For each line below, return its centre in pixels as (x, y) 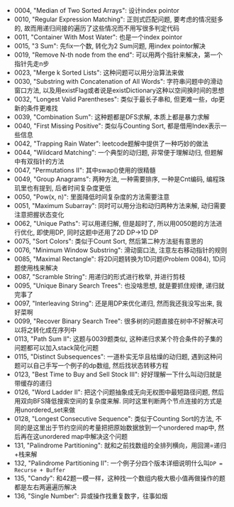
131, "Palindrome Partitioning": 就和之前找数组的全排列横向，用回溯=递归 (120, 445)
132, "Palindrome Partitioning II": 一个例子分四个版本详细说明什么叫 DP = (118, 463)
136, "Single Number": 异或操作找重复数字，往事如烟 (91, 496)
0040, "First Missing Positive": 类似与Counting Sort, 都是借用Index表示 (117, 126)
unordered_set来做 (48, 410)
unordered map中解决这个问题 (83, 436)
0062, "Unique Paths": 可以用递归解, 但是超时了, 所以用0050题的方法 (115, 223)
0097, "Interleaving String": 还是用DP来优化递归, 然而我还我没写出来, (114, 303)
